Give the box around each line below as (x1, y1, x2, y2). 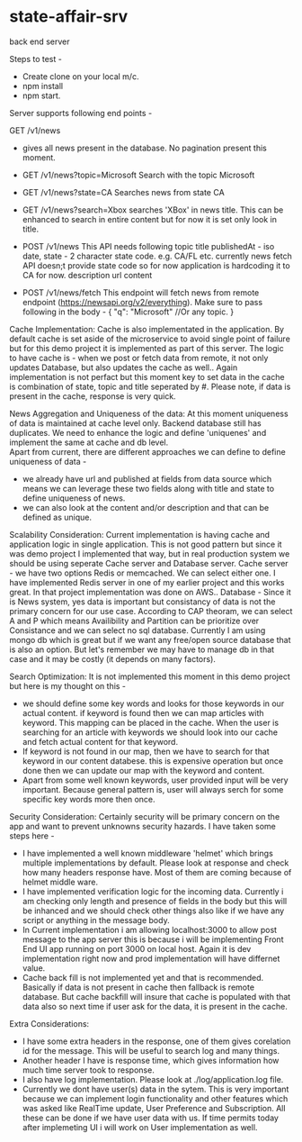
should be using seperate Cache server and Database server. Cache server (9, 557, 289, 568)
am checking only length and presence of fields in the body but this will (22, 895, 288, 906)
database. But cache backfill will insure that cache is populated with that (22, 991, 291, 1002)
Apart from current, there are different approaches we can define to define (9, 446, 286, 457)
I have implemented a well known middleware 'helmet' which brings (22, 847, 274, 858)
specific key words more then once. (22, 793, 155, 804)
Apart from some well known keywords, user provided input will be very (22, 775, 289, 785)
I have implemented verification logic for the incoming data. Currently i (22, 885, 284, 897)
